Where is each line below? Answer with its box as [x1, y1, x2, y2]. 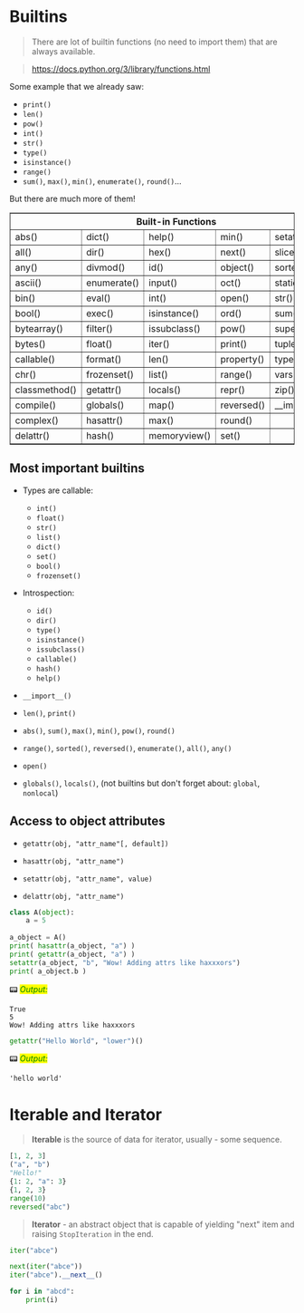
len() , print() [22, 707, 77, 718]
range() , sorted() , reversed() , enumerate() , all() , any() [22, 742, 233, 753]
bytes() [14, 337, 47, 350]
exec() [85, 306, 115, 319]
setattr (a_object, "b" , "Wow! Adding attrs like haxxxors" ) [9, 958, 242, 967]
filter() [85, 322, 113, 334]
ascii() [14, 276, 43, 289]
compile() [14, 399, 57, 411]
